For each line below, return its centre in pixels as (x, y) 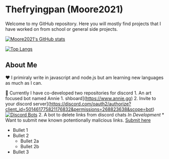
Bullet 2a (30, 141)
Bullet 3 (21, 152)
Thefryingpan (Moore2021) (64, 9)
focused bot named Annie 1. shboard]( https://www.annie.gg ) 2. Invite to (81, 98)
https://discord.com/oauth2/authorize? (90, 104)
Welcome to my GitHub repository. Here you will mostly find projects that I (83, 24)
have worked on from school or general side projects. (62, 29)
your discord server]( (28, 104)
